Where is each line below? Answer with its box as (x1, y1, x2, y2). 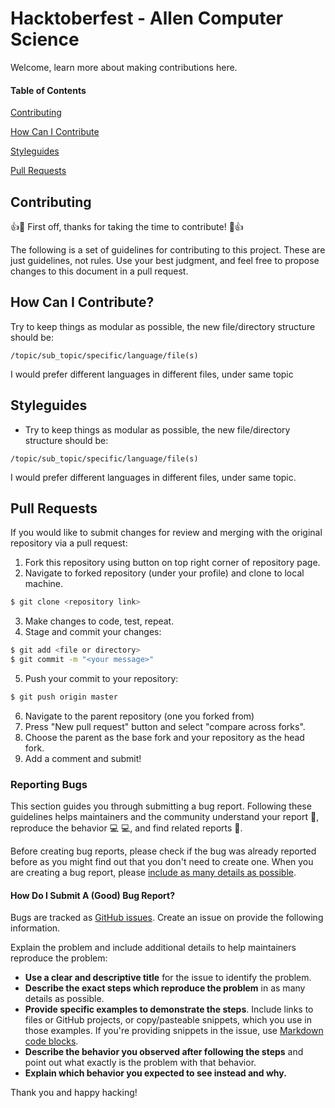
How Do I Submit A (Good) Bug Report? (10, 889, 176, 901)
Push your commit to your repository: (24, 673, 179, 685)
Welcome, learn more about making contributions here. (10, 61, 238, 73)
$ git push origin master (10, 692, 118, 702)
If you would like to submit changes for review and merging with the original (10, 527, 323, 539)
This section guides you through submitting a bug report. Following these (10, 800, 312, 812)
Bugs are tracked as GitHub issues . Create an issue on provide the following (10, 912, 324, 924)
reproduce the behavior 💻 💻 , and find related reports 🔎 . (10, 822, 243, 834)
